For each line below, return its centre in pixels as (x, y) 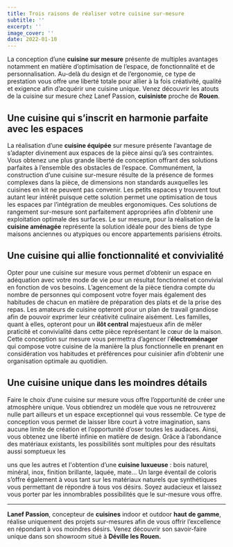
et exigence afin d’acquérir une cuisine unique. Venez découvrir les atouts (113, 89)
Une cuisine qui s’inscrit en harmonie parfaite (108, 118)
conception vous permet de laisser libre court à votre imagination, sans (109, 421)
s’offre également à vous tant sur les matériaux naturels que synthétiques (112, 479)
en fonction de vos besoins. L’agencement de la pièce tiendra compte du (111, 287)
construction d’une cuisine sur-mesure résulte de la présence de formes (110, 175)
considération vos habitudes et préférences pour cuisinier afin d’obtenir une (115, 353)
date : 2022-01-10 (32, 40)
